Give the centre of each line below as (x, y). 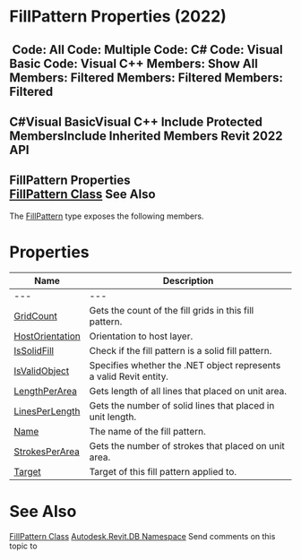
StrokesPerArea (47, 452)
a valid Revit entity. (129, 376)
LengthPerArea (46, 391)
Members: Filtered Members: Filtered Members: (146, 78)
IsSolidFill (34, 350)
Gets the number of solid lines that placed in (182, 405)
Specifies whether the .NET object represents (185, 365)
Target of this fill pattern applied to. (163, 471)
